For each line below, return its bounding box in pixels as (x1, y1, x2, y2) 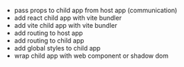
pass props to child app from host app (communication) (13, 6, 178, 14)
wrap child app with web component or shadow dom (13, 51, 169, 60)
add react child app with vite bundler (13, 14, 122, 22)
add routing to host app (13, 29, 83, 37)
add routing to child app (13, 36, 85, 45)
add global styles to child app (13, 44, 101, 52)
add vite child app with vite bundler (13, 21, 118, 29)
